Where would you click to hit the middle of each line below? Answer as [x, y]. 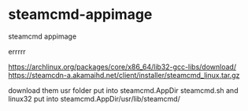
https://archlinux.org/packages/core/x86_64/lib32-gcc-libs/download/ [122, 67]
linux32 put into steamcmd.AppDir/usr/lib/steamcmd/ [94, 98]
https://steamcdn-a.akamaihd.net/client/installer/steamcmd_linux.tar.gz [124, 75]
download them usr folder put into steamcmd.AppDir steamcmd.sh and [123, 90]
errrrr [17, 51]
